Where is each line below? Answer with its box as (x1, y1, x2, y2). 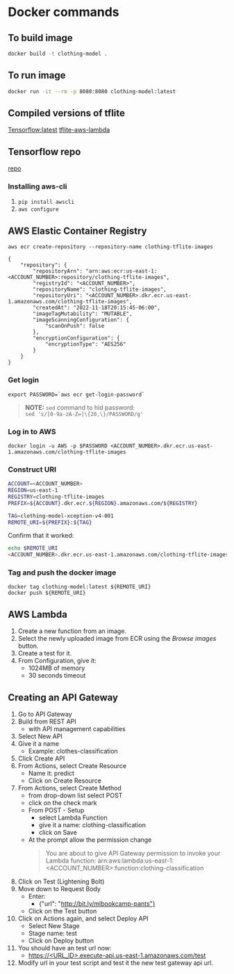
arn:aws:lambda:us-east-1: (97, 856, 174, 865)
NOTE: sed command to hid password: (24, 403, 135, 411)
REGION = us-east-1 (8, 487, 58, 494)
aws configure (17, 206, 59, 213)
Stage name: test (28, 929, 77, 938)
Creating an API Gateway (8, 692, 119, 703)
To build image (8, 32, 73, 44)
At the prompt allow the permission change (28, 836, 152, 844)
